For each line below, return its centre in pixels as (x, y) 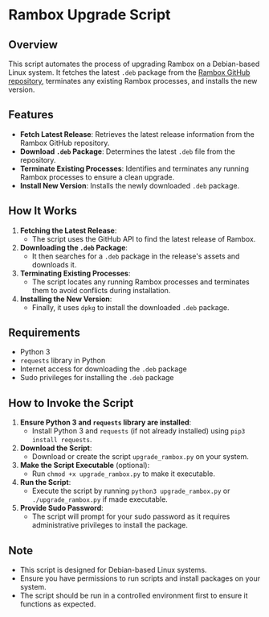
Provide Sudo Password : (62, 508)
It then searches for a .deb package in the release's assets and (136, 256)
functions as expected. (58, 604)
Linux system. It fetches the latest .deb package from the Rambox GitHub (129, 72)
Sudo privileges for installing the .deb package (97, 378)
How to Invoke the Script (71, 403)
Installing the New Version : (66, 299)
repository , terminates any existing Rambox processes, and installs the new (133, 81)
